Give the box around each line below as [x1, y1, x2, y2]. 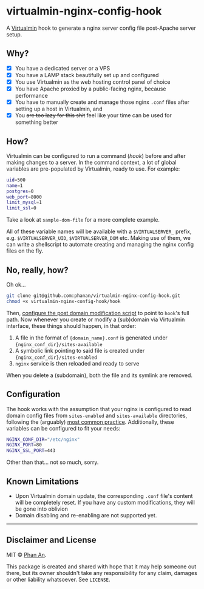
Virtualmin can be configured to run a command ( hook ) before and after [6, 152, 186, 159]
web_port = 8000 [6, 194, 42, 200]
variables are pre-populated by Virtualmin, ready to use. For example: [6, 165, 180, 172]
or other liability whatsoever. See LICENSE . [6, 576, 110, 583]
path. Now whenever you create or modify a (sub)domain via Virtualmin [6, 316, 185, 323]
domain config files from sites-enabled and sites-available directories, [6, 412, 188, 419]
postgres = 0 [6, 188, 34, 194]
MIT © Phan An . [6, 551, 47, 558]
